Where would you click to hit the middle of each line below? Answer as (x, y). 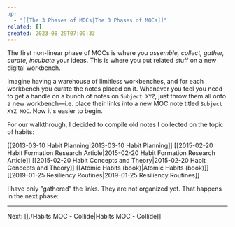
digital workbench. (34, 68)
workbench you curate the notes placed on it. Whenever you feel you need (115, 89)
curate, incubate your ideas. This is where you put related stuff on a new (112, 61)
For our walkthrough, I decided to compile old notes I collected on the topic (115, 125)
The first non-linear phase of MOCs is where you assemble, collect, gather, (116, 53)
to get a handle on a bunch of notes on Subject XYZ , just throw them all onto (116, 96)
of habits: (21, 132)
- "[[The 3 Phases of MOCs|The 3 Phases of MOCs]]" (91, 20)
